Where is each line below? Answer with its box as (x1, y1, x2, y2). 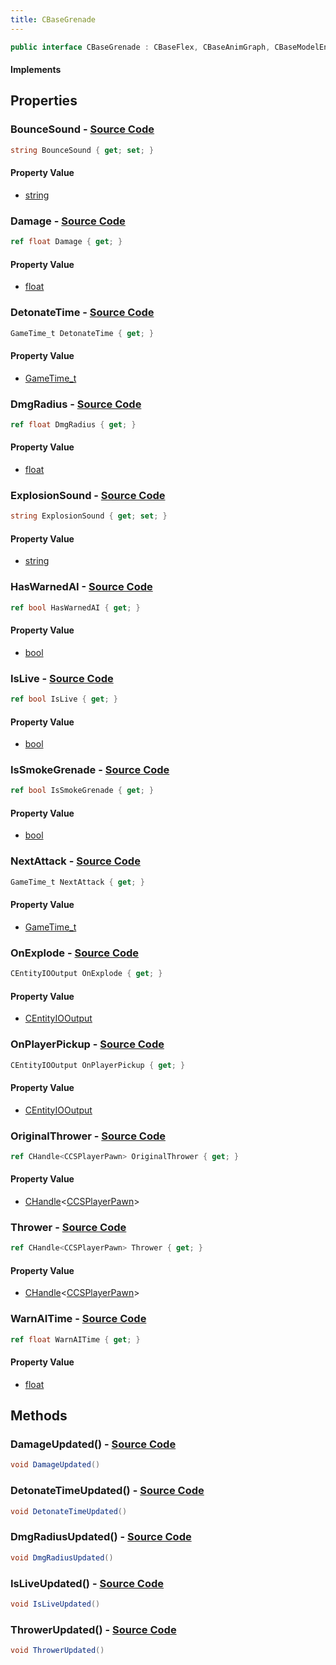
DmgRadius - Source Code (10, 397, 142, 411)
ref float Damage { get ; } (10, 237, 123, 247)
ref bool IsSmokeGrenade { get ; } (10, 786, 155, 796)
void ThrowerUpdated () (10, 1646, 105, 1656)
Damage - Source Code (10, 214, 126, 228)
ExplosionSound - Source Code (10, 488, 166, 502)
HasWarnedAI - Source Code (10, 580, 153, 594)
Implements (10, 64, 62, 76)
